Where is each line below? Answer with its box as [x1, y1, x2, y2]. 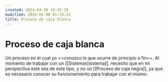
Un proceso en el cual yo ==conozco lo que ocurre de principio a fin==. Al [5, 55, 159, 61]
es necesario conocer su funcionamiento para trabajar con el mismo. [5, 71, 148, 77]
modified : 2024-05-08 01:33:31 [5, 12, 71, 17]
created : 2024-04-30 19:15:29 [5, 7, 69, 13]
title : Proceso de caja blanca [5, 17, 71, 22]
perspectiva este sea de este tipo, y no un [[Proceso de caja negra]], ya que [5, 66, 163, 72]
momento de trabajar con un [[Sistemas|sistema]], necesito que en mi [5, 60, 150, 66]
